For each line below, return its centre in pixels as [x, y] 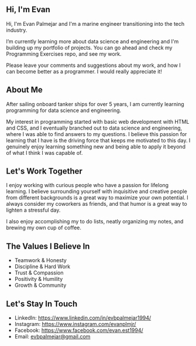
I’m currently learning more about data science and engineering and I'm [92, 41]
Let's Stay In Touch [42, 303]
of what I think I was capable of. [44, 152]
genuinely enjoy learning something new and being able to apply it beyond [96, 147]
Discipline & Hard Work [42, 267]
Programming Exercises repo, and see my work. [64, 54]
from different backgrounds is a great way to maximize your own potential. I [97, 198]
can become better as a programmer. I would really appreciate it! [84, 71]
